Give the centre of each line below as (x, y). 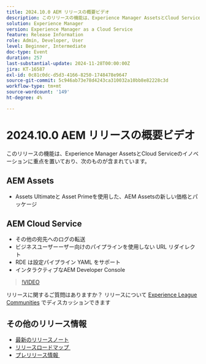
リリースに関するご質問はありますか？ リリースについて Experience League (102, 295)
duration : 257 (25, 58)
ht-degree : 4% (25, 98)
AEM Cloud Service (44, 224)
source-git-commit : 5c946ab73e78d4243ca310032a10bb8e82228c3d (87, 80)
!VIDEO (30, 282)
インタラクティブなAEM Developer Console (70, 270)
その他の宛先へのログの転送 (50, 239)
